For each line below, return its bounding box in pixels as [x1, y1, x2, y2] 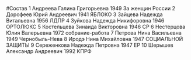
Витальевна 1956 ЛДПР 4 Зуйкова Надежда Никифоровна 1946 [6, 17, 165, 24]
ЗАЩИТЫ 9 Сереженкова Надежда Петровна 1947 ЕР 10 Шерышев [6, 42, 173, 48]
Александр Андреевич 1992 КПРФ [6, 48, 92, 54]
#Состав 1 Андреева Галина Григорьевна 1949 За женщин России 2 [6, 5, 176, 12]
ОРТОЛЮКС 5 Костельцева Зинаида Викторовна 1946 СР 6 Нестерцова [6, 23, 186, 30]
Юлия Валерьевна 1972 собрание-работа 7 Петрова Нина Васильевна [6, 29, 182, 36]
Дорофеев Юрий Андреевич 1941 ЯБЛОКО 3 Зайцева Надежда [6, 11, 163, 18]
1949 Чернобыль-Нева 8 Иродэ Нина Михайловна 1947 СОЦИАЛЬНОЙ [6, 36, 183, 42]
